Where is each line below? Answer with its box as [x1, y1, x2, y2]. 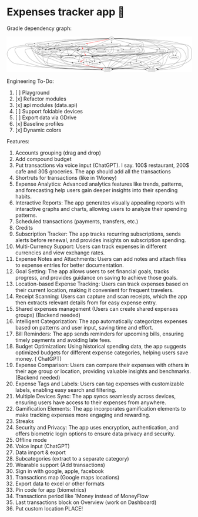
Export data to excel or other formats [15, 480, 105, 487]
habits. [15, 193, 32, 200]
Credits [15, 224, 33, 231]
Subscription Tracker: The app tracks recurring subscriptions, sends [15, 230, 181, 237]
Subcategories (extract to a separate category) [15, 455, 129, 462]
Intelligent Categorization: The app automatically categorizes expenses [15, 318, 187, 325]
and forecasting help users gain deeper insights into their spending [15, 187, 178, 194]
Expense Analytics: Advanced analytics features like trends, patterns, [15, 180, 184, 187]
